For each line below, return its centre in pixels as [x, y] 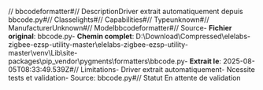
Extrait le [204, 61]
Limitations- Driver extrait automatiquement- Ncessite [168, 69]
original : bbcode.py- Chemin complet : [71, 36]
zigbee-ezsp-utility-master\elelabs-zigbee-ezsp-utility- [98, 45]
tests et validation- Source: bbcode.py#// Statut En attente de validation [125, 78]
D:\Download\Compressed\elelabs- [193, 36]
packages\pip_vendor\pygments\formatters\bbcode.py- [98, 61]
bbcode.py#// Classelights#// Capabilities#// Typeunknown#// [109, 20]
